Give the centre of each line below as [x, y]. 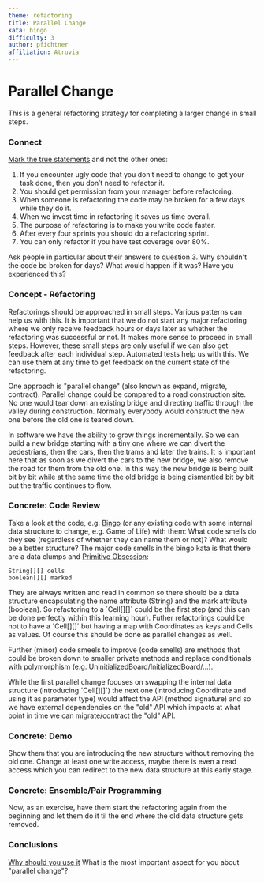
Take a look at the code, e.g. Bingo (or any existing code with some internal [130, 523]
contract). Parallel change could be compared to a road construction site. [127, 394]
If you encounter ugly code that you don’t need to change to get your [132, 175]
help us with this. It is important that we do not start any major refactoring [127, 320]
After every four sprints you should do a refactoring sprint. [114, 233]
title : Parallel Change [47, 23]
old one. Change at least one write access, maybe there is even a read [123, 762]
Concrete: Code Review [54, 505]
